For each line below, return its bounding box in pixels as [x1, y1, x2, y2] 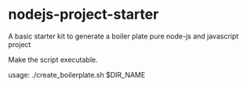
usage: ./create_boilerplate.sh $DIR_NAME [8, 70, 146, 79]
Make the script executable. [8, 55, 98, 64]
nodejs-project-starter [8, 5, 159, 24]
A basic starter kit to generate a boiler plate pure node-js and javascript [8, 31, 239, 41]
